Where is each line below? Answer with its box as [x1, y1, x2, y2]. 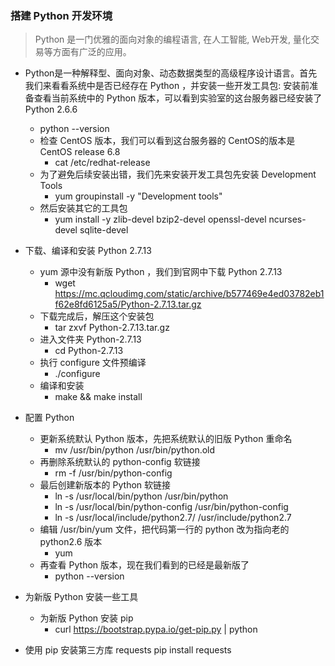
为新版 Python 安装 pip [39, 612, 134, 624]
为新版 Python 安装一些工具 [24, 591, 139, 603]
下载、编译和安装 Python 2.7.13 [24, 245, 152, 257]
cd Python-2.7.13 [54, 345, 124, 357]
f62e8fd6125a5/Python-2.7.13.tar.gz [54, 298, 202, 311]
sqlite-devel [79, 224, 129, 236]
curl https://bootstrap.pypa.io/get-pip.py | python [54, 623, 258, 636]
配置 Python [24, 412, 75, 424]
